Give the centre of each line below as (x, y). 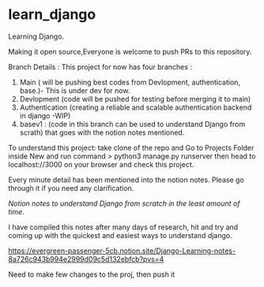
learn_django (52, 15)
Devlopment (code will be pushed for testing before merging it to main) (135, 99)
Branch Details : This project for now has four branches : (100, 67)
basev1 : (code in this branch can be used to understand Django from (132, 124)
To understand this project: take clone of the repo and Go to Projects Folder (131, 147)
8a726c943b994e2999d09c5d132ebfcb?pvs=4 (86, 259)
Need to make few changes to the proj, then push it (92, 274)
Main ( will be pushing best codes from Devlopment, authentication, (130, 82)
